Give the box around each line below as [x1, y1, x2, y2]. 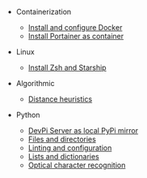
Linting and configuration [27, 143, 112, 153]
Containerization [15, 7, 72, 16]
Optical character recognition [27, 160, 126, 170]
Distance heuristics [27, 94, 93, 104]
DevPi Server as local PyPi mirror [27, 126, 139, 135]
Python [15, 110, 40, 119]
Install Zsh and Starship [27, 63, 107, 72]
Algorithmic [15, 79, 55, 88]
